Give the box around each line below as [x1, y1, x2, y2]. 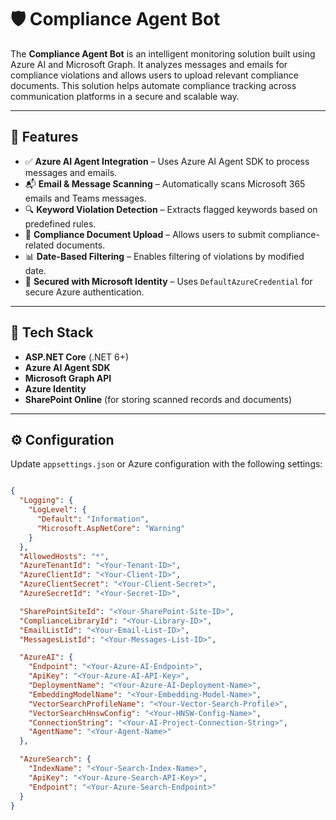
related [24, 239, 55, 251]
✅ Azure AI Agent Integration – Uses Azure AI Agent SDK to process [24, 155, 310, 167]
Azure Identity [24, 382, 87, 395]
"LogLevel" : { [28, 505, 87, 515]
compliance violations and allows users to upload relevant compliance [10, 69, 299, 81]
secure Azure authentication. [24, 286, 145, 298]
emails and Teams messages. [24, 192, 147, 204]
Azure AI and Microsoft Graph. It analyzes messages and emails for [10, 58, 288, 70]
